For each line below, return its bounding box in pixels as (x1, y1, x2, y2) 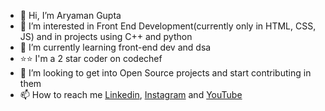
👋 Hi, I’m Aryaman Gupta (19, 10, 122, 21)
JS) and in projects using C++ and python (19, 31, 193, 42)
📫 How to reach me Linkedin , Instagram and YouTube (19, 89, 243, 100)
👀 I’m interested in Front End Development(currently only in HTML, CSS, (19, 20, 317, 32)
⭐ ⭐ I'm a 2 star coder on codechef (19, 53, 163, 64)
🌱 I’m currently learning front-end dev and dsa (19, 41, 212, 53)
